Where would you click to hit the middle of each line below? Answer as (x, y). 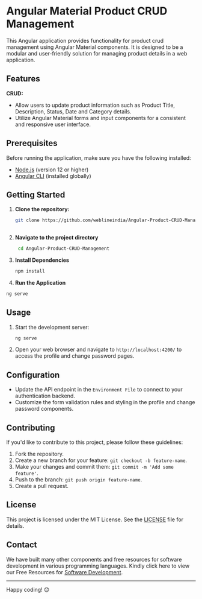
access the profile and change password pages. (75, 356)
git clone (27, 220)
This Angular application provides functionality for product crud (85, 40)
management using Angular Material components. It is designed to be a (95, 47)
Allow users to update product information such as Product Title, (95, 105)
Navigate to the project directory (57, 238)
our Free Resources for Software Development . (65, 572)
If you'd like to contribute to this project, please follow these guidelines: (95, 442)
